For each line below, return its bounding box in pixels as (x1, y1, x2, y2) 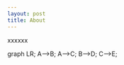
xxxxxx (7, 36, 28, 44)
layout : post (7, 10, 46, 17)
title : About (7, 17, 46, 24)
